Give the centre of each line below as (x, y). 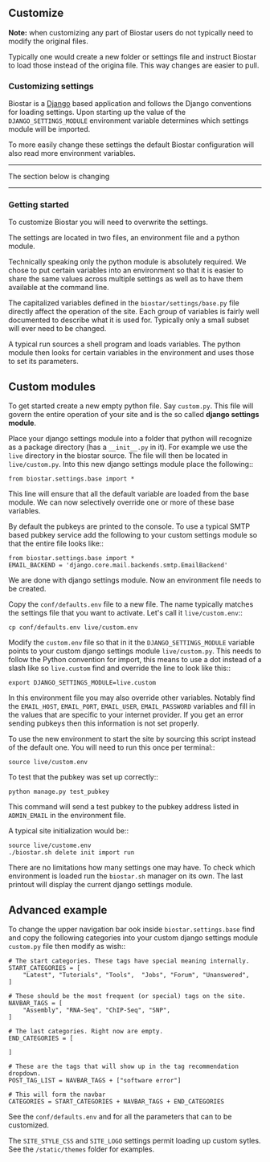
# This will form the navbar (57, 1095)
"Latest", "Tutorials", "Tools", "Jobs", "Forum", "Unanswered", (136, 976)
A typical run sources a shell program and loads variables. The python (125, 344)
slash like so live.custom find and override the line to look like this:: (120, 668)
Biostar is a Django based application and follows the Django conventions (130, 104)
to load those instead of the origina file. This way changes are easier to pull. (134, 65)
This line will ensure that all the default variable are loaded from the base (129, 494)
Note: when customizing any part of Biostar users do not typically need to (131, 32)
